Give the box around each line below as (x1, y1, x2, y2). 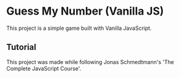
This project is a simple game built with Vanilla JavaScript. (6, 24, 152, 32)
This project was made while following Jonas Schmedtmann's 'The (6, 58, 175, 65)
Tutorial (6, 42, 36, 52)
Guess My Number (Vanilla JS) (6, 4, 164, 18)
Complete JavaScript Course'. (6, 65, 81, 72)
